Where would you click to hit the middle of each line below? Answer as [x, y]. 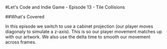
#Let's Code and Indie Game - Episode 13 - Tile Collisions [65, 7]
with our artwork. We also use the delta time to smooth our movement [78, 37]
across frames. [21, 42]
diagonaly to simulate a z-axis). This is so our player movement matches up [84, 31]
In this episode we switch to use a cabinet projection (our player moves [79, 26]
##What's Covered [25, 17]
